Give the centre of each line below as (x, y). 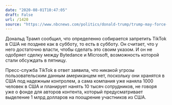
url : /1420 (17, 19)
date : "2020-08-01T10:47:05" (36, 10)
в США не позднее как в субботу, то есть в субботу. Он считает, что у (82, 44)
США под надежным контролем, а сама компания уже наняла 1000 (79, 81)
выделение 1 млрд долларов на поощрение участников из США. (76, 97)
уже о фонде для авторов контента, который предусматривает (74, 92)
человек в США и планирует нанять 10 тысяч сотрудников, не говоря (81, 87)
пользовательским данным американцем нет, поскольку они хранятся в (85, 76)
